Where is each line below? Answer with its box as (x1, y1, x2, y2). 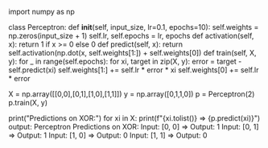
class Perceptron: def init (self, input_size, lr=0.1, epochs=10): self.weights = (8, 23, 259, 31)
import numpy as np (8, 7, 75, 16)
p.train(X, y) (8, 98, 48, 107)
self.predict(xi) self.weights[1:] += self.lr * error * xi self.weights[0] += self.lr (8, 65, 259, 75)
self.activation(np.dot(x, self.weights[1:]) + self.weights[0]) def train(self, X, (8, 48, 257, 57)
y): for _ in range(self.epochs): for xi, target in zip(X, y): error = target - (8, 56, 242, 66)
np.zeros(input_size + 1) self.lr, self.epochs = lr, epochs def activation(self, (8, 31, 254, 40)
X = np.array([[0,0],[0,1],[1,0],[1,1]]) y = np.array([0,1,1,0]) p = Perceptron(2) (8, 89, 255, 99)
